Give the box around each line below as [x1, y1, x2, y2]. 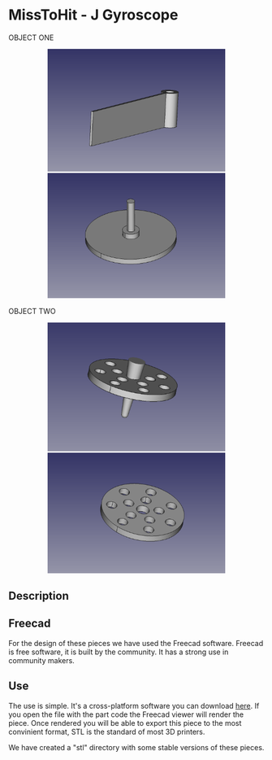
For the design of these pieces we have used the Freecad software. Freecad [8, 638, 264, 648]
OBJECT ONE [8, 33, 54, 42]
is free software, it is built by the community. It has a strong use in [8, 647, 229, 657]
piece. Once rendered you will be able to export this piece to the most [8, 718, 242, 727]
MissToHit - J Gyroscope [8, 6, 179, 24]
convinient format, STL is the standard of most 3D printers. [8, 727, 205, 736]
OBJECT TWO [8, 307, 57, 317]
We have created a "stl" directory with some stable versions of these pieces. [8, 742, 265, 752]
